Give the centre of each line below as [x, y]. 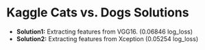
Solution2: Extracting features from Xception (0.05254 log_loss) [107, 38]
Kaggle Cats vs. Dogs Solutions [98, 13]
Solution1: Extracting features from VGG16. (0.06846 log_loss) [105, 32]
